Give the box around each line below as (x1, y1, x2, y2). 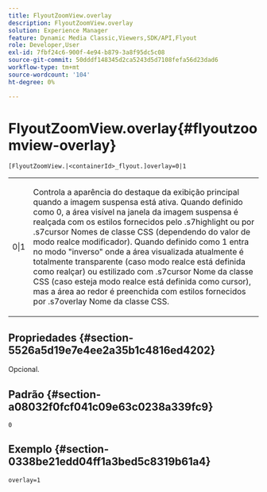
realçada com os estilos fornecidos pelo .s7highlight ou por (33, 216, 255, 227)
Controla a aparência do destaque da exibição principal (33, 187, 240, 198)
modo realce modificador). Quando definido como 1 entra (33, 236, 249, 247)
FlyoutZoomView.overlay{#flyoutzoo (8, 119, 258, 138)
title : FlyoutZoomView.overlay (8, 11, 112, 20)
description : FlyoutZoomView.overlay (8, 19, 133, 27)
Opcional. (8, 365, 40, 374)
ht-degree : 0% (8, 78, 56, 86)
